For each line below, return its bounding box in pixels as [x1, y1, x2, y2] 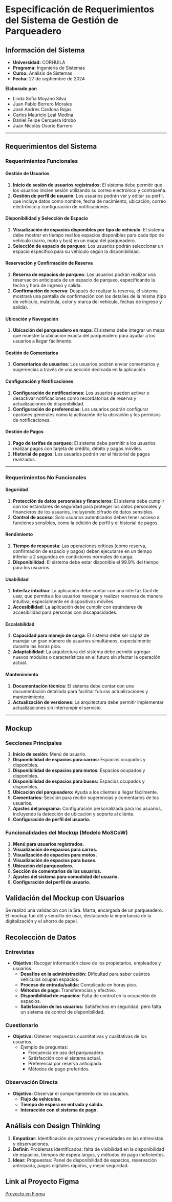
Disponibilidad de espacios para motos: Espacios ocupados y [12, 767, 145, 774]
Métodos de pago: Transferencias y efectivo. [20, 987, 116, 994]
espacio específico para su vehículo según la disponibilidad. [12, 248, 140, 254]
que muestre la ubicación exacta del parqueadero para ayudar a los [12, 333, 156, 339]
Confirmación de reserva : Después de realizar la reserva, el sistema [12, 288, 158, 294]
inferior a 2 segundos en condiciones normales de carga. [12, 554, 134, 560]
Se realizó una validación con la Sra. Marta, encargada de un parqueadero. [5, 907, 163, 913]
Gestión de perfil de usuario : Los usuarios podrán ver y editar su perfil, [12, 192, 164, 199]
